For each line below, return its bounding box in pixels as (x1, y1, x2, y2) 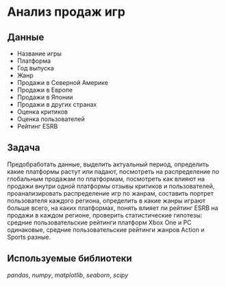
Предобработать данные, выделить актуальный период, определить (7, 160, 210, 168)
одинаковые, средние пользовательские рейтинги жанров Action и (7, 225, 205, 233)
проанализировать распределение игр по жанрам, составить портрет (7, 189, 214, 197)
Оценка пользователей (16, 115, 85, 123)
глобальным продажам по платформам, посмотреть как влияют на (7, 174, 205, 183)
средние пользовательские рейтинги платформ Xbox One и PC (7, 218, 192, 226)
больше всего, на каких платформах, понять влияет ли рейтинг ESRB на (7, 203, 218, 212)
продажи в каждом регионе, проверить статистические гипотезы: (7, 211, 203, 219)
